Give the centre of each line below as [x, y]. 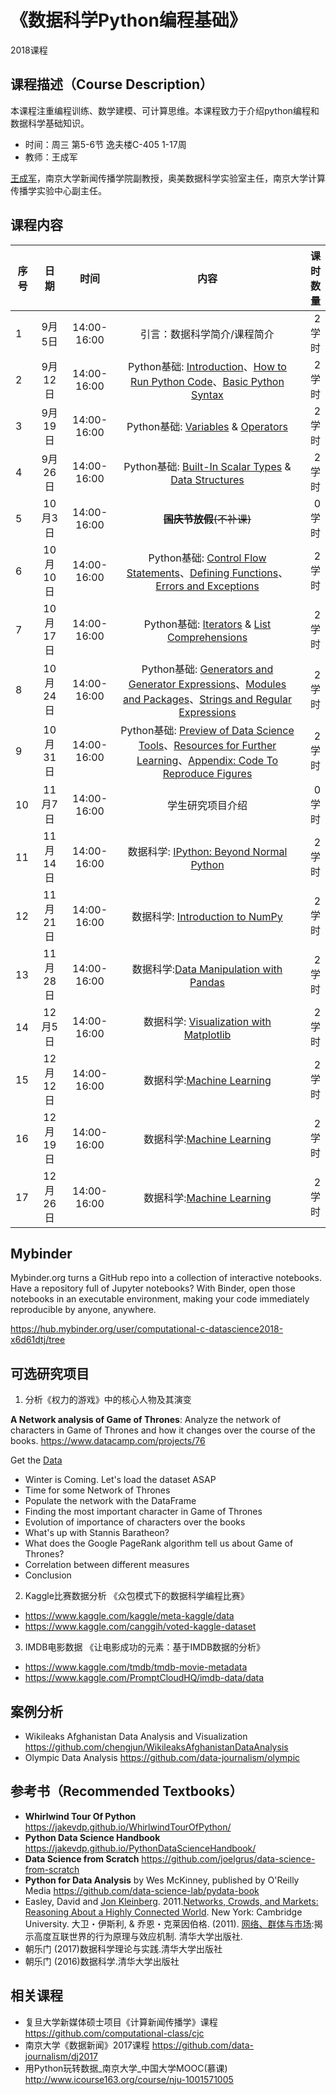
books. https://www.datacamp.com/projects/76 [108, 1441]
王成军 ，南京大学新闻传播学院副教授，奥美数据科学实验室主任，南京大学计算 [168, 178]
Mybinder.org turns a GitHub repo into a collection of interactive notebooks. [166, 1278]
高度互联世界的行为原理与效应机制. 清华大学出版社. [138, 1936]
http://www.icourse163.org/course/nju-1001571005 [129, 2079]
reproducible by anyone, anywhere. [83, 1310]
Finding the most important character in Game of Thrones [143, 1512]
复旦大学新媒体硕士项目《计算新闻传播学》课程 [121, 2022]
